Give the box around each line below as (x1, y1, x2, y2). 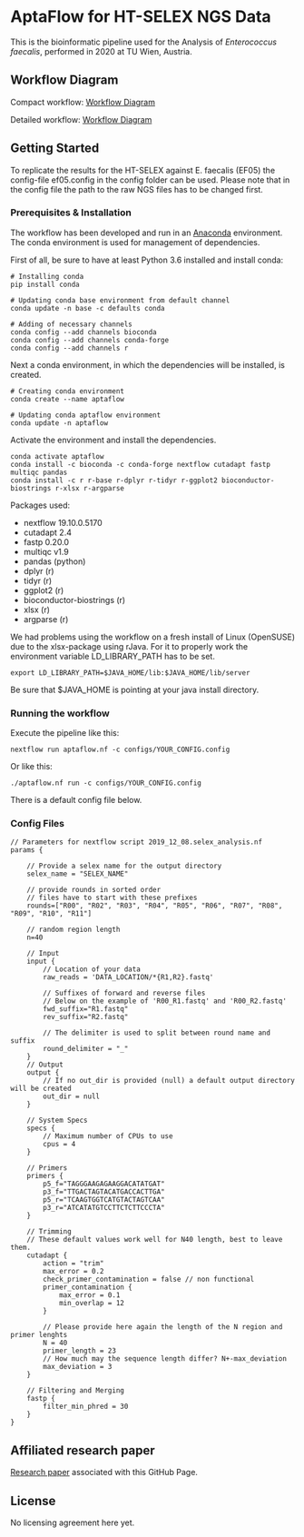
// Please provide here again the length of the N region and (43, 1323, 283, 1332)
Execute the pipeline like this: (10, 728, 120, 739)
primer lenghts (10, 1331, 68, 1340)
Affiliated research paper (10, 1443, 155, 1458)
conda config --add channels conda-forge (10, 335, 170, 344)
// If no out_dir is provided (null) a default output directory (43, 1076, 296, 1086)
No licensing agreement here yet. (10, 1517, 135, 1528)
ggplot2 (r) (23, 584, 64, 596)
